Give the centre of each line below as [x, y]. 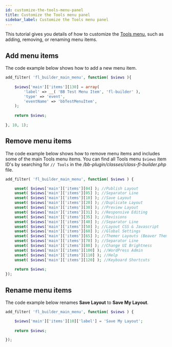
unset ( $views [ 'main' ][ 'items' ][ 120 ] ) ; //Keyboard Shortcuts [82, 260]
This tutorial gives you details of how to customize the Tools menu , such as [84, 34]
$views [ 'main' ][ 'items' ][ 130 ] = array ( [57, 87]
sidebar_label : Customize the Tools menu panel [57, 19]
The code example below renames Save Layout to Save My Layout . [77, 302]
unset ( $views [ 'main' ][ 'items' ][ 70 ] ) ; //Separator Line [77, 241]
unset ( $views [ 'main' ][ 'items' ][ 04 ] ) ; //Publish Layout [77, 188]
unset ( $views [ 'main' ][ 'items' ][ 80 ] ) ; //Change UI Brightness [83, 246]
